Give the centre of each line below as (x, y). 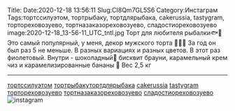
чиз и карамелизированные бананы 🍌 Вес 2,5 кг (79, 65)
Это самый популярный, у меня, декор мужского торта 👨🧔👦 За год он (112, 43)
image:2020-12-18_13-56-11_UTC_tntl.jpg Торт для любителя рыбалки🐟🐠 (115, 33)
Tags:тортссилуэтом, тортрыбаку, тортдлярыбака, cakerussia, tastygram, (116, 17)
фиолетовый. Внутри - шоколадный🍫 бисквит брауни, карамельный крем (117, 58)
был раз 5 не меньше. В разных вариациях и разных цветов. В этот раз (114, 50)
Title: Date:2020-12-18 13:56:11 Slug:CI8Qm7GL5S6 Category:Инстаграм (113, 10)
